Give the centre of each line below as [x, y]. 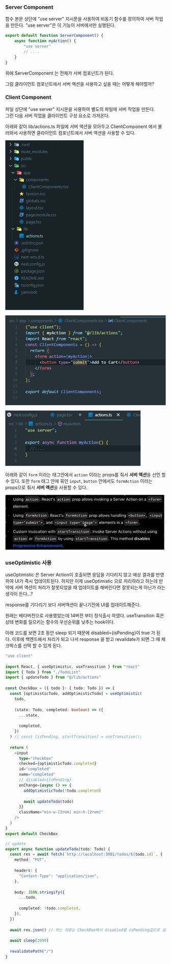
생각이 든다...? [19, 593]
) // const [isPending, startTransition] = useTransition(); [76, 737]
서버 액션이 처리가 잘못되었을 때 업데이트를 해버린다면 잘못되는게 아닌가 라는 [90, 587]
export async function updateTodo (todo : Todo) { [58, 849]
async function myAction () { [45, 41]
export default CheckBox [32, 834]
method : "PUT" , [31, 860]
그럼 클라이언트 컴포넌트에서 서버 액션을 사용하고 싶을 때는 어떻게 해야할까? [80, 84]
